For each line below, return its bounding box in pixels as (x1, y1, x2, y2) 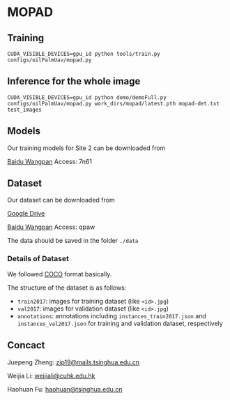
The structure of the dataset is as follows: (7, 283, 127, 292)
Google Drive (7, 209, 45, 218)
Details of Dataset (7, 254, 70, 264)
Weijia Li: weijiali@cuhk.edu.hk (7, 371, 95, 380)
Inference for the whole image (7, 75, 141, 87)
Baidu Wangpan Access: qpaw (7, 223, 95, 231)
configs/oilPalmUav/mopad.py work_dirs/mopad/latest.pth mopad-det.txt (7, 100, 220, 107)
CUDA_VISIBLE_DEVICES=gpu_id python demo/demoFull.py (7, 94, 167, 101)
